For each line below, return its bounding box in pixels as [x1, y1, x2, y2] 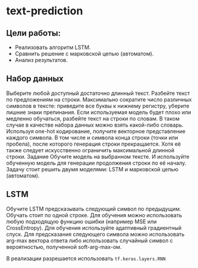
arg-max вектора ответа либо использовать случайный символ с [6, 237, 173, 244]
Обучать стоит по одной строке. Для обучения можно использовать [6, 211, 182, 218]
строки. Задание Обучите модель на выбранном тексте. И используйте [6, 153, 190, 160]
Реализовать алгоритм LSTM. [14, 44, 91, 51]
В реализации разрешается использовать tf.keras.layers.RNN [6, 255, 166, 262]
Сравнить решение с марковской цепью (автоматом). [14, 50, 154, 57]
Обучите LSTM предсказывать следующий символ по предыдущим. [6, 205, 181, 212]
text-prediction [6, 4, 83, 18]
